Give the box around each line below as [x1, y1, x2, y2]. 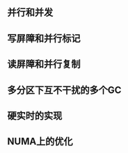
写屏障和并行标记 [7, 32, 81, 44]
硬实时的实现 [7, 110, 63, 122]
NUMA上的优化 [7, 136, 73, 147]
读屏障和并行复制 [7, 58, 81, 70]
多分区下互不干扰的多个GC [7, 84, 122, 96]
